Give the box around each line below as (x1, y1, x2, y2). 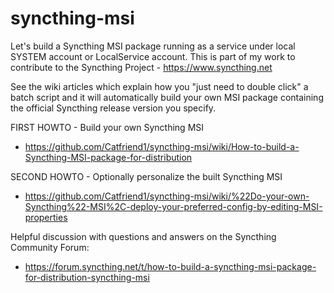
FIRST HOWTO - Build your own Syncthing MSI (10, 121, 205, 133)
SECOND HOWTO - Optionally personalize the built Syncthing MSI (10, 170, 283, 182)
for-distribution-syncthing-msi (24, 271, 150, 283)
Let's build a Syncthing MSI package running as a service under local (10, 40, 296, 52)
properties (24, 211, 68, 223)
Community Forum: (10, 241, 90, 253)
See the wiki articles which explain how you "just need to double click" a (10, 80, 309, 92)
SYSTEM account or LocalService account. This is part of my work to (10, 50, 296, 62)
